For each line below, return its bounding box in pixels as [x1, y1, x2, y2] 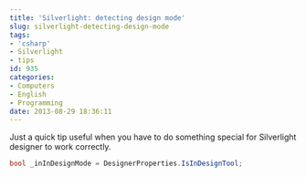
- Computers [9, 81, 55, 90]
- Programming [9, 98, 64, 108]
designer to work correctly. [9, 141, 111, 152]
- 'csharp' [9, 38, 51, 48]
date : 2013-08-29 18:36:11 [9, 107, 112, 116]
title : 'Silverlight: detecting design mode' [9, 13, 185, 23]
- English [9, 89, 47, 99]
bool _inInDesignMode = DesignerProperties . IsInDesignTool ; [9, 159, 244, 169]
